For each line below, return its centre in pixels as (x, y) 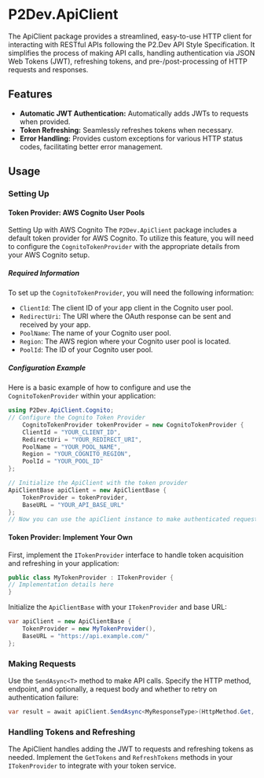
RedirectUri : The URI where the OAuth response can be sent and (125, 317)
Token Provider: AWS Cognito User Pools (77, 212)
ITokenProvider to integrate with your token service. (92, 766)
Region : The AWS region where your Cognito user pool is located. (125, 341)
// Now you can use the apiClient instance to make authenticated (119, 519)
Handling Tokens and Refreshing (72, 732)
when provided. (45, 121)
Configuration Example (47, 368)
